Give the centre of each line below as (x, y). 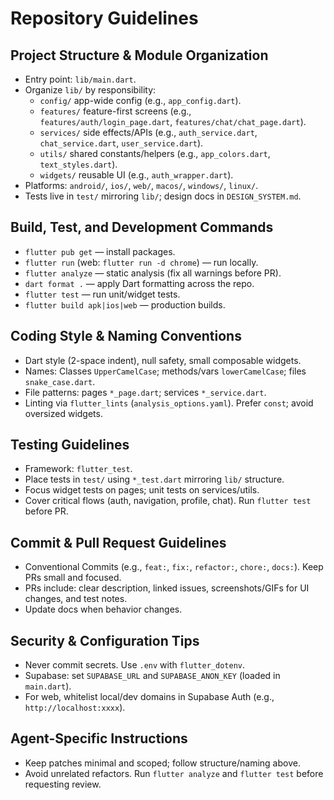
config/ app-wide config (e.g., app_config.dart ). (140, 100)
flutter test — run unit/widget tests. (102, 294)
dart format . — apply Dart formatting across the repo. (139, 283)
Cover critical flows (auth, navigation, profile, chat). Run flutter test (168, 501)
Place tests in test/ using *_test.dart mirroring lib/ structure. (154, 479)
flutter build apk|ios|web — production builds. (125, 304)
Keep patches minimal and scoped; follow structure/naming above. (162, 763)
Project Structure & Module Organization (139, 55)
